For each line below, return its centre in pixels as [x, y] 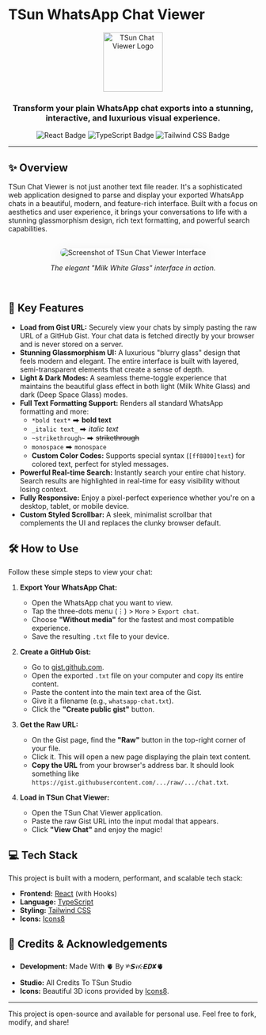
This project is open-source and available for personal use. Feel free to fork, [132, 1014]
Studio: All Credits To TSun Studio [76, 983]
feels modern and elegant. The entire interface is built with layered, [129, 361]
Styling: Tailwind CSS [55, 911]
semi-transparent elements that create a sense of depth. [112, 369]
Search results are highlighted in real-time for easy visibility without [129, 480]
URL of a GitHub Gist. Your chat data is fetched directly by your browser [137, 335]
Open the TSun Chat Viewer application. [97, 812]
